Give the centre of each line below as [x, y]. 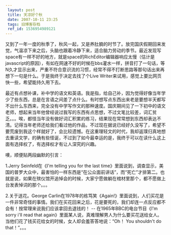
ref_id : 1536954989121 [32, 29]
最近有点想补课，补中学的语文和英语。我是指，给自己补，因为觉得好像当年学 [85, 93]
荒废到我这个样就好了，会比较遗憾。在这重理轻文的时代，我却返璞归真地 [85, 132]
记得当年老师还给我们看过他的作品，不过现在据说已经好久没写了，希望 [88, 125]
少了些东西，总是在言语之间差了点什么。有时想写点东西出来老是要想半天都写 [85, 99]
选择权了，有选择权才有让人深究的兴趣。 [56, 144]
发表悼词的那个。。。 [30, 185]
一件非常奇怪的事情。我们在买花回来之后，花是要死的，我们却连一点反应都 [83, 202]
